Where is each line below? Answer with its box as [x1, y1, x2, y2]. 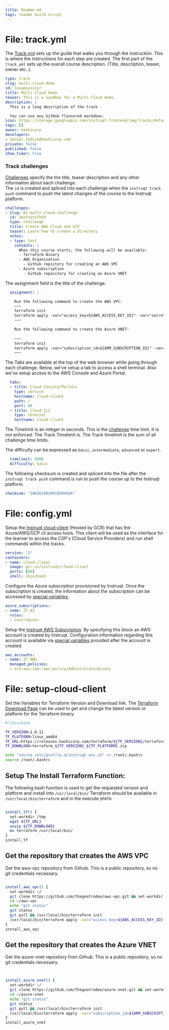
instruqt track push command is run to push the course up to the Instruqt [5, 476, 160, 482]
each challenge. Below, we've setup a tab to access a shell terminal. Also [5, 365, 157, 371]
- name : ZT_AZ [5, 608, 35, 613]
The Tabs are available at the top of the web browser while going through [5, 359, 157, 365]
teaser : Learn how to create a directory [10, 229, 98, 234]
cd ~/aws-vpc [10, 898, 37, 904]
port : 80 [14, 403, 33, 408]
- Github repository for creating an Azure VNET [23, 271, 127, 276]
